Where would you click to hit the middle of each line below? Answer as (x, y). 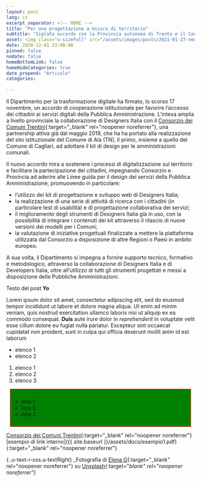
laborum (16, 338)
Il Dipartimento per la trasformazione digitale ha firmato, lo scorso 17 (91, 101)
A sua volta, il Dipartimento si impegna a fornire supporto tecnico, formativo (100, 258)
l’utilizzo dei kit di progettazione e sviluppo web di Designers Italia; (97, 195)
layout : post (22, 12)
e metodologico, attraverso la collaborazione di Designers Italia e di (89, 264)
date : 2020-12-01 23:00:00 (40, 46)
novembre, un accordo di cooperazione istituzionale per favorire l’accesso (98, 108)
